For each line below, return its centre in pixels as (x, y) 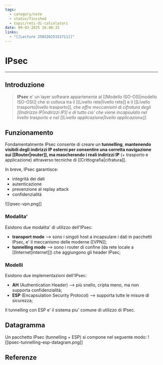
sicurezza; (22, 301)
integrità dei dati (28, 179)
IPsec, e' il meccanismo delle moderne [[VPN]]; (59, 242)
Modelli (14, 265)
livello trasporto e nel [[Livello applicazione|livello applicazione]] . (82, 117)
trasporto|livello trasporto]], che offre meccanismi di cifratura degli (84, 107)
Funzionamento (29, 133)
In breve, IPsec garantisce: (32, 169)
